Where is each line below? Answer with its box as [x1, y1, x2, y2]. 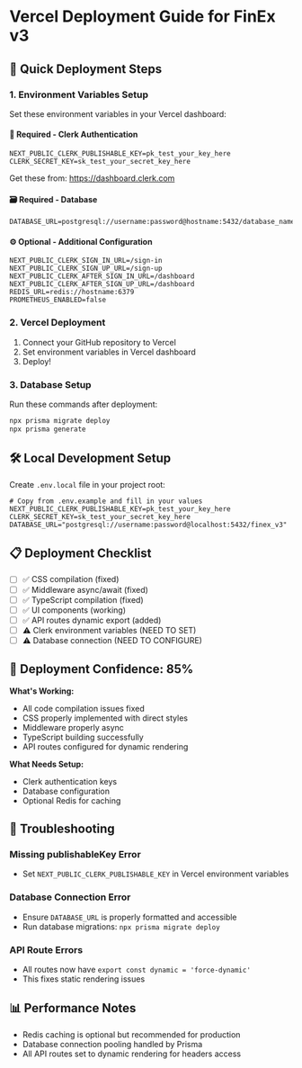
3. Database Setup [9, 378, 92, 390]
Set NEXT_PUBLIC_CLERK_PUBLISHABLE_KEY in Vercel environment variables [22, 868, 289, 879]
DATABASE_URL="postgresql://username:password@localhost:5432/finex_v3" [9, 520, 288, 529]
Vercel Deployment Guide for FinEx [9, 6, 276, 27]
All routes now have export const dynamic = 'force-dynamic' [22, 964, 252, 974]
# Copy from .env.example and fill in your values [9, 497, 203, 506]
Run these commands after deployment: [9, 399, 158, 410]
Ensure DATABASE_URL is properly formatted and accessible [22, 911, 237, 922]
